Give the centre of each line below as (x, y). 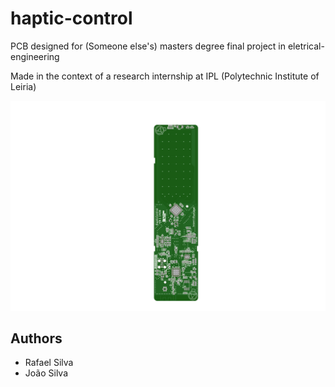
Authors (36, 338)
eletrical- (306, 46)
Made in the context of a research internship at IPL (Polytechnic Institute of (165, 76)
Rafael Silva (49, 363)
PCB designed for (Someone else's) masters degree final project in (148, 46)
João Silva (46, 373)
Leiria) (23, 86)
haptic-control (71, 18)
